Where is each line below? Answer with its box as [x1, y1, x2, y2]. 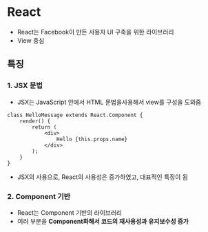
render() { [19, 118, 51, 125]
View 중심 [17, 36, 45, 45]
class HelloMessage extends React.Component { [7, 112, 143, 118]
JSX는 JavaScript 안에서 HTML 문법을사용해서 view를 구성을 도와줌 [17, 98, 202, 106]
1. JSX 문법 [7, 81, 43, 90]
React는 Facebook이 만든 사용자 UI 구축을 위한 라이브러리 [17, 28, 174, 36]
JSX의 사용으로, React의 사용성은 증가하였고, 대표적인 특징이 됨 [17, 173, 188, 181]
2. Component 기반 [7, 191, 71, 201]
